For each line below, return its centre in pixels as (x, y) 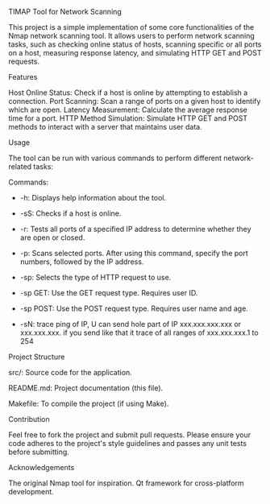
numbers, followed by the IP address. (82, 262)
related (20, 167)
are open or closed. (52, 238)
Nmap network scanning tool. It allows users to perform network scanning (132, 36)
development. (31, 492)
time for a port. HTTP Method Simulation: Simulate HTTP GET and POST (128, 118)
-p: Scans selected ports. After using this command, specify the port (134, 253)
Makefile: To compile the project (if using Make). (89, 403)
